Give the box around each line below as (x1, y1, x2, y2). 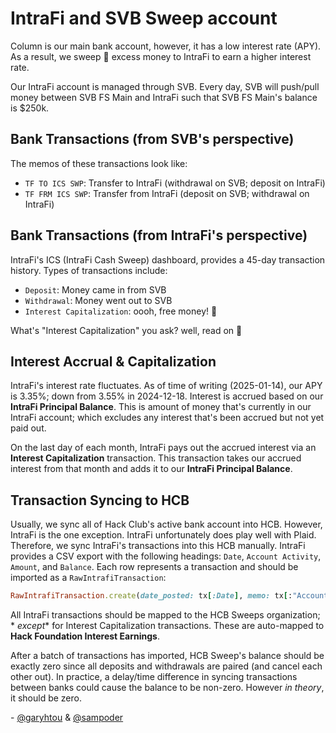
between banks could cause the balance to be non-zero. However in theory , (10, 682, 325, 694)
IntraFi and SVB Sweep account (10, 7, 278, 30)
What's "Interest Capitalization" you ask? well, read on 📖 (10, 324, 243, 336)
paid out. (10, 422, 47, 434)
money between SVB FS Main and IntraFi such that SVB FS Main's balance (10, 91, 318, 103)
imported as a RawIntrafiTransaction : (10, 572, 167, 584)
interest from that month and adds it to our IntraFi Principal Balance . (10, 463, 293, 475)
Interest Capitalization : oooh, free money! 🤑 (24, 305, 218, 317)
